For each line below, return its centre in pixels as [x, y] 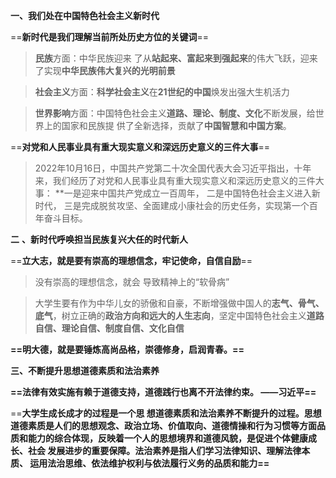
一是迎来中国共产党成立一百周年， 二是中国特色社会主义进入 [187, 193]
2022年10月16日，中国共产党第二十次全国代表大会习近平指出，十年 [173, 168]
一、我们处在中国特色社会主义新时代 [85, 15]
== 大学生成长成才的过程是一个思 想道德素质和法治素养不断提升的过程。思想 [166, 413]
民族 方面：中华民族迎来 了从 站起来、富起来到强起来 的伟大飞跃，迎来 [176, 58]
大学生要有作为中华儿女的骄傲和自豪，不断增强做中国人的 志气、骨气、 [179, 303]
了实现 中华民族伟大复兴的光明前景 [105, 70]
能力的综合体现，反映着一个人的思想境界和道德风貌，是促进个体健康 [167, 438]
